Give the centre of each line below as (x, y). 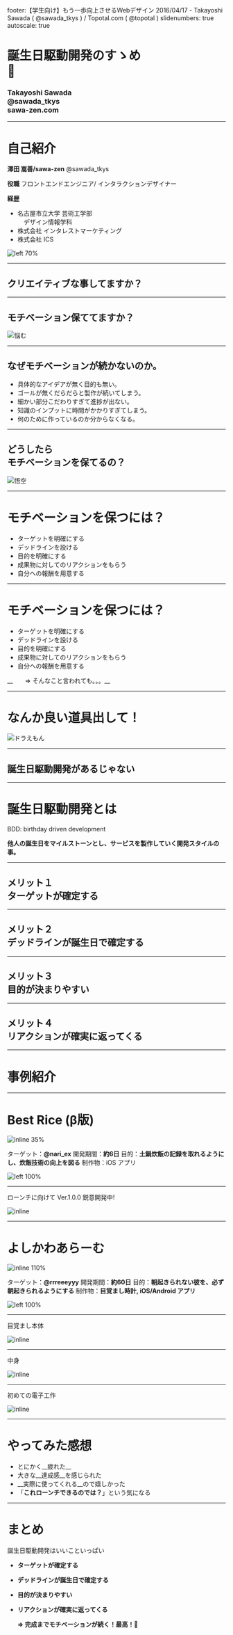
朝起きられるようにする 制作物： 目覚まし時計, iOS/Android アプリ (102, 1291)
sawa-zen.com (33, 110)
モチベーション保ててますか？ (71, 318)
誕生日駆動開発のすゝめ (74, 56)
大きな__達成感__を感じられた (59, 1475)
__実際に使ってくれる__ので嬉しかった (71, 1484)
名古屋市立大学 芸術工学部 (54, 214)
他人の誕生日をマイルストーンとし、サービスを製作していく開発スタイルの (113, 843)
